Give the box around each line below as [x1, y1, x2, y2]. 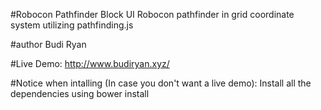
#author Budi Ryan [10, 39, 87, 50]
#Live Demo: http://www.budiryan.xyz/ [10, 58, 170, 69]
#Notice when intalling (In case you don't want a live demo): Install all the [10, 77, 312, 89]
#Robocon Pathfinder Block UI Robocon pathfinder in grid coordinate [10, 9, 295, 20]
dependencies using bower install [10, 88, 150, 99]
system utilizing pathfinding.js [10, 19, 134, 31]
